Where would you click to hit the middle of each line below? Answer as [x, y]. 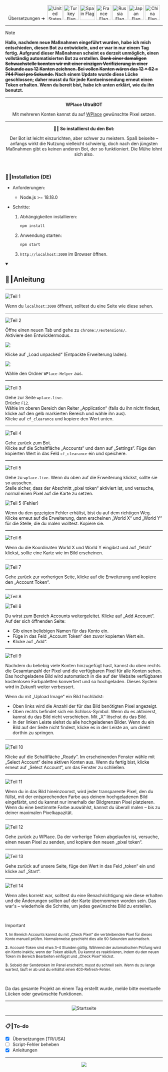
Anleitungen [25, 1050]
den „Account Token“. [27, 582]
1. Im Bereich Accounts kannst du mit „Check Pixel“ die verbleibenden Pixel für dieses [79, 935]
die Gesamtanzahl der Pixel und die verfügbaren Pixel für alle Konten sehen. [83, 671]
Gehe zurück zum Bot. [28, 443]
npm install [32, 226]
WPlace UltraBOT [84, 104]
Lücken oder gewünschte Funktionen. [44, 994]
